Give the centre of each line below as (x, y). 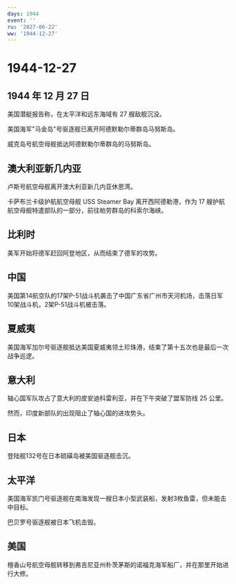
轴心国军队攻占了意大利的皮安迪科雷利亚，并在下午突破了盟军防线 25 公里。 (117, 398)
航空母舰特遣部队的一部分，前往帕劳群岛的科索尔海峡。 (87, 210)
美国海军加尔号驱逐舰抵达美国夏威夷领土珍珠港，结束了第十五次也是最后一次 (118, 347)
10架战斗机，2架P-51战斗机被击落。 (59, 304)
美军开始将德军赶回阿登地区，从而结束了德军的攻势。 (84, 253)
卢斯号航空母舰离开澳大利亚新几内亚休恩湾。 (72, 186)
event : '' (22, 20)
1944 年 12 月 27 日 (48, 96)
